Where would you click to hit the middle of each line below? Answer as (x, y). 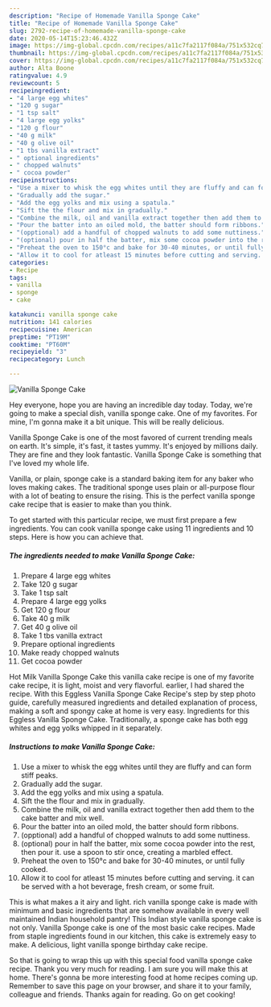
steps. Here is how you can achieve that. (76, 537)
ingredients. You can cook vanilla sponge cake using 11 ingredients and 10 (131, 528)
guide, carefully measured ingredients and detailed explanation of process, (133, 702)
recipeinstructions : (44, 181)
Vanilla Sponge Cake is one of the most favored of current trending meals (131, 438)
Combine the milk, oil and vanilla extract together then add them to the (138, 809)
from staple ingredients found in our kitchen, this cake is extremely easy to (133, 936)
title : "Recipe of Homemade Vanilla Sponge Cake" (94, 23)
